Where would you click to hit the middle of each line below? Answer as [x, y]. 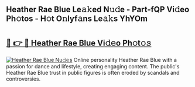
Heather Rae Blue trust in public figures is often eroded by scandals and [93, 73]
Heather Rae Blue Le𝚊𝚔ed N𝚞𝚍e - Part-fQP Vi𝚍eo [98, 10]
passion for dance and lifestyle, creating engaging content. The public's [93, 66]
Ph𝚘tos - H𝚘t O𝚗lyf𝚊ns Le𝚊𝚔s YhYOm [77, 19]
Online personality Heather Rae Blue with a [125, 60]
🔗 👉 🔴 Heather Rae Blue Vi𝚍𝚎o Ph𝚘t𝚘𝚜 [79, 43]
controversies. [23, 79]
